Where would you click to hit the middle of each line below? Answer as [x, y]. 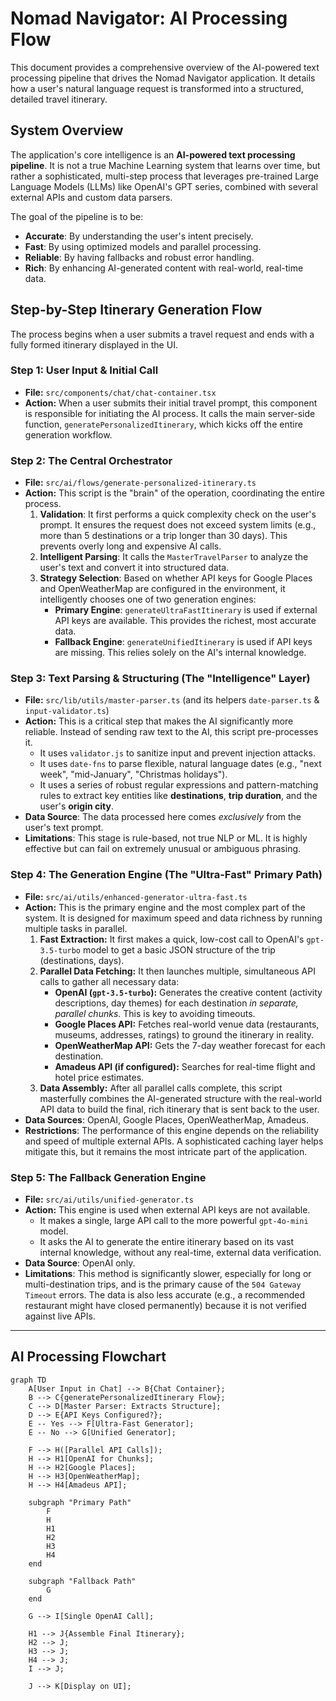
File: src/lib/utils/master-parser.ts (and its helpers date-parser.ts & [172, 700]
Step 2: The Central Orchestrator [91, 460]
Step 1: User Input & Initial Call [84, 370]
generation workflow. [68, 434]
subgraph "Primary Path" [80, 1502]
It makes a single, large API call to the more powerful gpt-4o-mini [174, 1221]
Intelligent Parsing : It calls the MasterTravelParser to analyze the [174, 557]
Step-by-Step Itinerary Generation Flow [136, 310]
